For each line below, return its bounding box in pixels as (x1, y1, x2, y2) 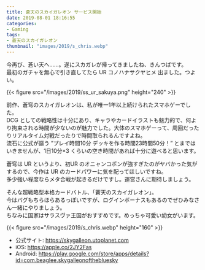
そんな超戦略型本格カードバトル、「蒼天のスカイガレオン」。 (6, 188, 158, 196)
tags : (6, 32, 20, 38)
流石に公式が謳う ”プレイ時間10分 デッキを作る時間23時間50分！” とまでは (6, 139, 196, 147)
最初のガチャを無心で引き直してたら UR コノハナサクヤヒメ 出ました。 (6, 68, 185, 75)
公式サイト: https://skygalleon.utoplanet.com (15, 236, 129, 244)
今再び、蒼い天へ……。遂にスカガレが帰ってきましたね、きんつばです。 (6, 61, 187, 68)
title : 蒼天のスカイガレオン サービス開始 (6, 9, 102, 15)
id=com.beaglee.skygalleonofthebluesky (15, 256, 118, 264)
